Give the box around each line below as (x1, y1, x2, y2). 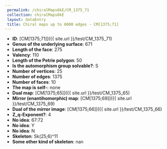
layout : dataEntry (7, 17, 46, 22)
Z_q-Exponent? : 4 (12, 112, 51, 118)
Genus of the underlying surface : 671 (12, 41, 93, 47)
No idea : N (12, 128, 35, 134)
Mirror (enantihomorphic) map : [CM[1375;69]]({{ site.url (12, 95, 132, 102)
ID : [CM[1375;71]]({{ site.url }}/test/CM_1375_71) (12, 36, 113, 42)
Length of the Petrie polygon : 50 (12, 57, 82, 64)
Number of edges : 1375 (12, 73, 63, 80)
